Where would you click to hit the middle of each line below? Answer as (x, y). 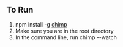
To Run (20, 10)
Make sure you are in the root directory (65, 31)
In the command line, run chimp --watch (66, 37)
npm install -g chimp (41, 24)
